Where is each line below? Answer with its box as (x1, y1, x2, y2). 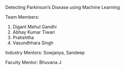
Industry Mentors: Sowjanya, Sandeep (5, 50, 85, 55)
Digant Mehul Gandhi (12, 24, 57, 30)
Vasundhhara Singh (12, 40, 54, 46)
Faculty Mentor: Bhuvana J (5, 59, 62, 65)
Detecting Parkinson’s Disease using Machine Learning (5, 5, 120, 10)
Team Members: (5, 14, 39, 20)
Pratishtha (12, 35, 34, 40)
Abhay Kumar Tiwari (12, 29, 55, 35)
